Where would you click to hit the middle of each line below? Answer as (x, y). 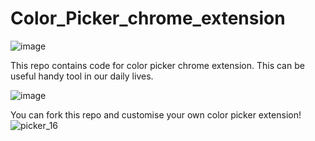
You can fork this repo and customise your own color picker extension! (156, 114)
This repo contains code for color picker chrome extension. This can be (157, 65)
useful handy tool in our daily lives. (82, 76)
